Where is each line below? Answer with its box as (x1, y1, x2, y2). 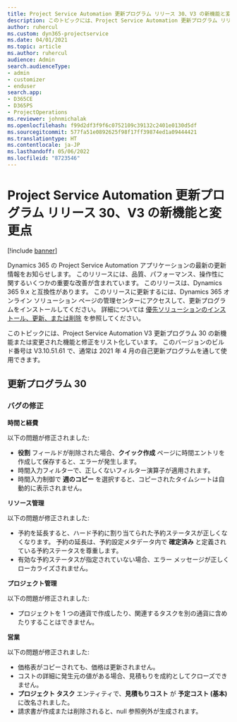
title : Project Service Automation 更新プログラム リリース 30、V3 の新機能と (7, 10, 226, 18)
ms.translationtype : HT (7, 135, 78, 142)
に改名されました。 (17, 698, 74, 706)
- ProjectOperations (7, 109, 68, 116)
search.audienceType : (7, 63, 71, 70)
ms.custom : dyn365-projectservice (7, 30, 109, 37)
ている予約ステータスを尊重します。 (17, 546, 123, 555)
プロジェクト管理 (7, 579, 57, 587)
